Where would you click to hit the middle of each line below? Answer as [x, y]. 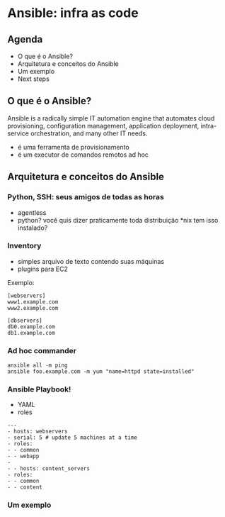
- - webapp [23, 456]
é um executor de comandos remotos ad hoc [83, 155]
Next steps [33, 79]
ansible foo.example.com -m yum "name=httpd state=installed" [101, 372]
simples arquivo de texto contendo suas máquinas [91, 261]
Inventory [24, 246]
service [18, 133]
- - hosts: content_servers [49, 469]
